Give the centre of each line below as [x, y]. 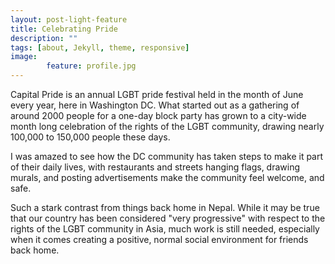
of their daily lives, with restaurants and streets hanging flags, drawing [155, 167]
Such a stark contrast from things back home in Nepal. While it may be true [165, 207]
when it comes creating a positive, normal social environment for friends [159, 239]
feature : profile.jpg [91, 66]
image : [24, 57]
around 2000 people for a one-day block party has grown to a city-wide [158, 115]
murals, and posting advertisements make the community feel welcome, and [167, 177]
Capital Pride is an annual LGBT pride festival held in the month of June [157, 94]
